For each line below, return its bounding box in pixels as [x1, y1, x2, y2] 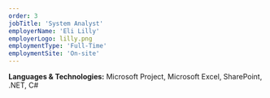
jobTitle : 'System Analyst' [8, 19, 104, 28]
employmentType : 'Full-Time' [8, 42, 107, 50]
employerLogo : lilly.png [8, 34, 93, 43]
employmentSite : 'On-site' [8, 49, 100, 58]
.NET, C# [8, 80, 39, 90]
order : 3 [8, 11, 38, 20]
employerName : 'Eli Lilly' [8, 27, 100, 35]
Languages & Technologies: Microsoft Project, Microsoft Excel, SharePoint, [8, 72, 263, 81]
